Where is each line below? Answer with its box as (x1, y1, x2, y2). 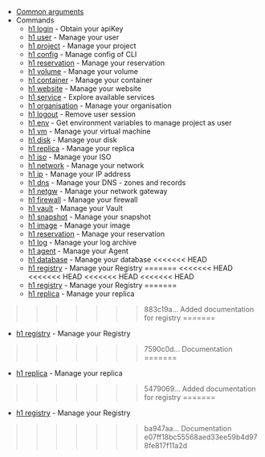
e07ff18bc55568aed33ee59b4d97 (144, 432, 258, 442)
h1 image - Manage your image (27, 220, 131, 230)
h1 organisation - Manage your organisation (27, 101, 172, 110)
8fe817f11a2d (144, 441, 187, 450)
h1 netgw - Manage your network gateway (27, 187, 168, 196)
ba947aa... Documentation (144, 424, 232, 433)
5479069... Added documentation (144, 384, 256, 393)
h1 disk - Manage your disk (27, 135, 118, 144)
